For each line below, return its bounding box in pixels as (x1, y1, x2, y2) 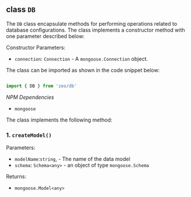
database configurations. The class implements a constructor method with (6, 26, 185, 33)
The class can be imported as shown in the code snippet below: (6, 67, 160, 74)
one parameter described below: (6, 32, 85, 40)
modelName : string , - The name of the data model (14, 155, 130, 163)
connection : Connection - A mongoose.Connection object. (14, 55, 148, 62)
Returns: (6, 172, 27, 180)
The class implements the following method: (6, 116, 113, 123)
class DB (6, 5, 36, 15)
